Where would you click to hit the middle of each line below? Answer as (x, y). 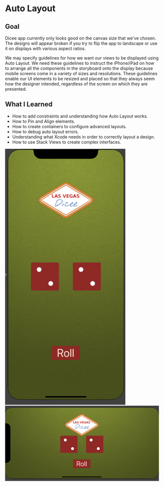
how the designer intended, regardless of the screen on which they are (76, 84)
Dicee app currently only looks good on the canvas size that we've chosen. (81, 38)
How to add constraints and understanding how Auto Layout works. (80, 116)
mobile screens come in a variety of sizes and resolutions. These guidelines (81, 73)
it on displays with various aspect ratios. (46, 49)
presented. (16, 89)
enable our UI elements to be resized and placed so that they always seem (80, 79)
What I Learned (29, 105)
